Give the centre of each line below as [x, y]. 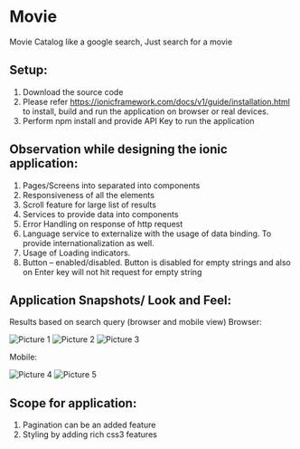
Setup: [28, 70]
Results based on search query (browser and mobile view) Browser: [136, 322]
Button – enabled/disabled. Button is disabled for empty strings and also [157, 262]
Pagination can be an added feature [89, 425]
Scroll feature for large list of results [89, 205]
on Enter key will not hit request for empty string [112, 272]
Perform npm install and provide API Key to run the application [138, 120]
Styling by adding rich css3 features [90, 435]
